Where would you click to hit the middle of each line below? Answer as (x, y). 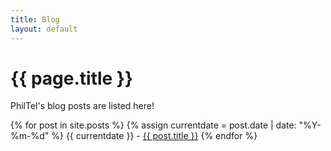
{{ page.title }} (72, 78)
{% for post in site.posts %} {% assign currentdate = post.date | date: (153, 125)
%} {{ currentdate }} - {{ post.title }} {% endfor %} (154, 136)
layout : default (44, 29)
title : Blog (35, 19)
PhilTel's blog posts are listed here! (82, 106)
